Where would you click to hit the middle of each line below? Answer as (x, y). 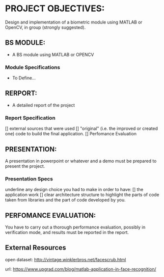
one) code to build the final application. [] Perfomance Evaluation (71, 134)
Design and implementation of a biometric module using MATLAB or (74, 22)
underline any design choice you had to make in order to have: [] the (74, 190)
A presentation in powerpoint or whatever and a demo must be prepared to (81, 161)
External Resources (36, 248)
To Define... (24, 78)
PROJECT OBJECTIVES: (55, 9)
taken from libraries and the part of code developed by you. (66, 200)
